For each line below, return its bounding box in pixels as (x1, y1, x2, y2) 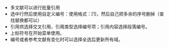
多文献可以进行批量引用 (10, 5, 60, 10)
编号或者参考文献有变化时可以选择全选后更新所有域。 (10, 36, 123, 42)
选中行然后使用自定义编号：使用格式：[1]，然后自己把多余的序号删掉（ (10, 11, 160, 17)
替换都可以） (14, 17, 42, 23)
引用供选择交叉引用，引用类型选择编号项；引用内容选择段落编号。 (10, 24, 150, 30)
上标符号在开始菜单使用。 (10, 30, 65, 36)
